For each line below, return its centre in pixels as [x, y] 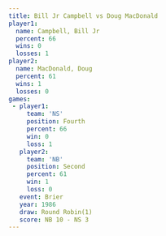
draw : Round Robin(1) [56, 212]
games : [20, 99]
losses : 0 [32, 91]
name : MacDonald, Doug [54, 69]
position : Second [56, 167]
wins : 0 [29, 46]
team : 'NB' [45, 159]
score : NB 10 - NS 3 [54, 220]
